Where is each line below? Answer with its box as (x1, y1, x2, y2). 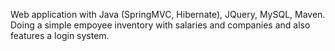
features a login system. (10, 30, 110, 41)
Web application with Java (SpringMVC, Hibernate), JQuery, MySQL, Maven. (10, 9, 326, 20)
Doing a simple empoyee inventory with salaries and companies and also (10, 19, 311, 31)
